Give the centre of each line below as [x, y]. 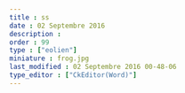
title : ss [29, 17]
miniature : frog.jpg [49, 58]
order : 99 [29, 42]
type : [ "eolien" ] [43, 50]
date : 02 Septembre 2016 [57, 26]
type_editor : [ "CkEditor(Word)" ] [73, 75]
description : [36, 34]
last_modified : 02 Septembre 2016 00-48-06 [93, 67]
